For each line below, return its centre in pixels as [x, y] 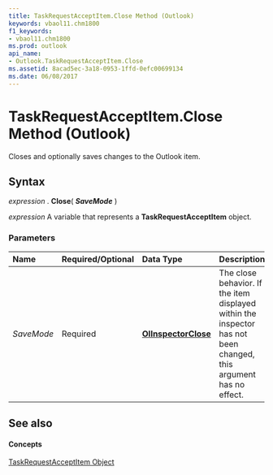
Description [242, 259]
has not [233, 334]
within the [238, 313]
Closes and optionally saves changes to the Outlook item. [104, 156]
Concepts [25, 444]
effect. [231, 395]
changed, [237, 354]
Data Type [162, 259]
